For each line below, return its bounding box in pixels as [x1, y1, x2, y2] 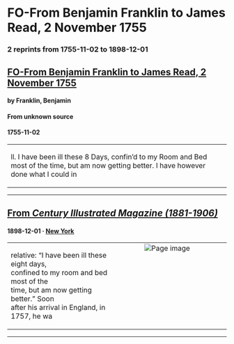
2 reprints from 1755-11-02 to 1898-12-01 [7, 45, 148, 54]
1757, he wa [10, 311, 53, 321]
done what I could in [10, 169, 77, 179]
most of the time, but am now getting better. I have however [10, 160, 206, 170]
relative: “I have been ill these [10, 251, 107, 260]
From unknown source [7, 112, 74, 120]
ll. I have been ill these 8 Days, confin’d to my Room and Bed [10, 152, 208, 162]
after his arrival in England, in [10, 303, 106, 313]
